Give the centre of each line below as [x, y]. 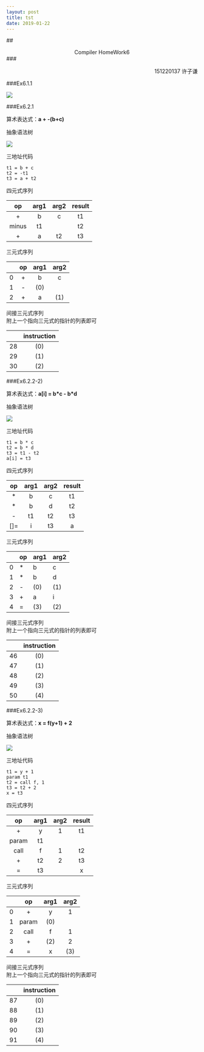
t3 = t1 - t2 [23, 453]
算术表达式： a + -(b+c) [36, 119]
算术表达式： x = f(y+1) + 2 [39, 723]
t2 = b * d [20, 448]
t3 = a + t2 [21, 179]
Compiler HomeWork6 [102, 52]
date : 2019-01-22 [28, 23]
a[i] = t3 [19, 459]
